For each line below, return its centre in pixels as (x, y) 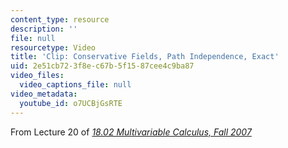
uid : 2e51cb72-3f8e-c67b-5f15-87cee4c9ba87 (102, 66)
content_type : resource (60, 19)
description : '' (44, 29)
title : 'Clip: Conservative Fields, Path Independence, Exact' (145, 57)
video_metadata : (44, 94)
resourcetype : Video (53, 47)
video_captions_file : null (75, 85)
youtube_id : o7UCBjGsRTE (71, 103)
